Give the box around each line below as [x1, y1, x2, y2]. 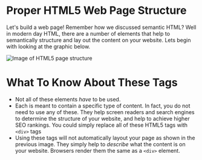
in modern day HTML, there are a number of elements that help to [6, 30, 171, 37]
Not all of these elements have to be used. [15, 95, 121, 103]
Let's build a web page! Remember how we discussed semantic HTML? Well [6, 24, 197, 31]
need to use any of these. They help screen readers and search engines [15, 108, 195, 115]
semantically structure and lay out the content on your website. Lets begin [6, 36, 191, 43]
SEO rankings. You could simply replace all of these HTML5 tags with [15, 121, 188, 129]
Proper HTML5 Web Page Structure [6, 4, 187, 18]
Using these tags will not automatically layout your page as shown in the [15, 134, 195, 141]
